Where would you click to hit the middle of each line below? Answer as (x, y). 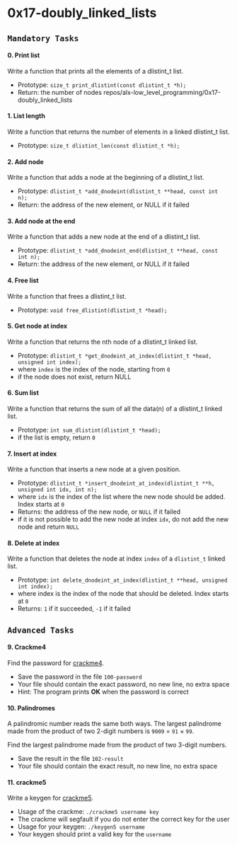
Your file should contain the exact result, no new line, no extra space (117, 766)
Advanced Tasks (41, 630)
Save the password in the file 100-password (80, 677)
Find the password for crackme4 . (56, 663)
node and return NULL (48, 527)
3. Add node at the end (41, 221)
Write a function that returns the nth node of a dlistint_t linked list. (103, 342)
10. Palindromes (31, 708)
